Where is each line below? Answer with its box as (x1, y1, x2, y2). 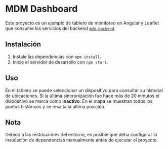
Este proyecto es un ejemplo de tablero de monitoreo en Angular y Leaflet (5, 20, 159, 26)
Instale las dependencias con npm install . (12, 53, 101, 60)
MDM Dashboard (5, 3, 78, 15)
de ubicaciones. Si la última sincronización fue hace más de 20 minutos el (5, 93, 159, 99)
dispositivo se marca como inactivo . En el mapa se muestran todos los (5, 98, 153, 104)
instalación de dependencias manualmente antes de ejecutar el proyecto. (5, 137, 158, 143)
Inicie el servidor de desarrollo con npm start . (12, 59, 108, 65)
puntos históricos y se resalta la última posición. (5, 103, 106, 109)
